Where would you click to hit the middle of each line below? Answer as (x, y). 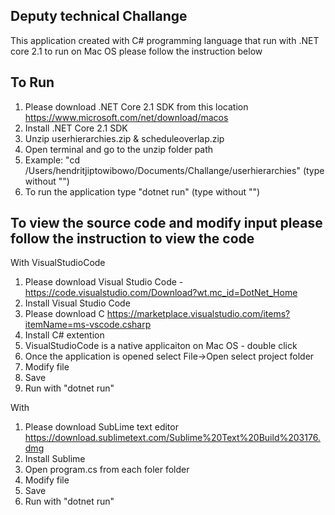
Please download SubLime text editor (101, 427)
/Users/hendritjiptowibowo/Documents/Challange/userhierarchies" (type (174, 170)
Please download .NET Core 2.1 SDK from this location (136, 106)
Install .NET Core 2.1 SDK (76, 128)
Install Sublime (55, 459)
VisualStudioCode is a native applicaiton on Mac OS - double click (161, 346)
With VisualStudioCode (58, 263)
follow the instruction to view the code (132, 239)
